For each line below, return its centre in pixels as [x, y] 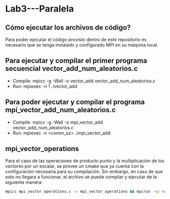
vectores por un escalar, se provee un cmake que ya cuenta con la [75, 166]
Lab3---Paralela [40, 9]
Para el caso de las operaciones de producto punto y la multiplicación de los [85, 161]
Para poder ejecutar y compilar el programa [75, 102]
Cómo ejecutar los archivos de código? [68, 28]
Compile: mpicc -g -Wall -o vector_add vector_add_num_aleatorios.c [84, 81]
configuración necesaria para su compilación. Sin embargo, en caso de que [84, 172]
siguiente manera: [24, 182]
